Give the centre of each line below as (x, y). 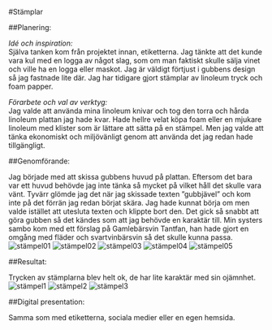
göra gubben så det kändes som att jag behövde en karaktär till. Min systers (136, 220)
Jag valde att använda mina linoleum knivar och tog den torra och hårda (129, 111)
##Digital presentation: (47, 302)
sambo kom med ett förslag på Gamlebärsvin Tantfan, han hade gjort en (129, 228)
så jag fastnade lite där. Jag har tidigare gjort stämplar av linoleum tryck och (136, 78)
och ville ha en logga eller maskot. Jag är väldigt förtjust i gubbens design (132, 69)
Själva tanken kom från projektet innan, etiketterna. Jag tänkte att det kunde (135, 52)
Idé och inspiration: (41, 43)
